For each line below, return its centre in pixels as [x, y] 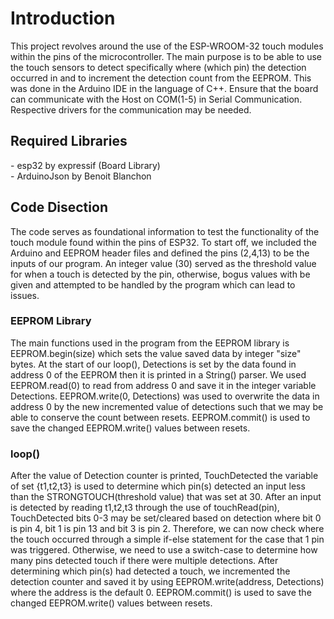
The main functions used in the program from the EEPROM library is [150, 343]
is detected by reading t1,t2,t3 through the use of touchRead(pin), [145, 508]
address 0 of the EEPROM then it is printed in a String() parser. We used [158, 374]
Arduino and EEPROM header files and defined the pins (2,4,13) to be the [160, 253]
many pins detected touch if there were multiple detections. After [144, 561]
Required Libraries [69, 141]
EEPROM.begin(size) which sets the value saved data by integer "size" [156, 353]
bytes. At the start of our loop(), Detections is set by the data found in [153, 364]
